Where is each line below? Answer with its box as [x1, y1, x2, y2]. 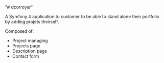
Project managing [12, 38, 48, 43]
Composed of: [5, 28, 34, 34]
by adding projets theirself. [5, 19, 59, 24]
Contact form [12, 53, 39, 59]
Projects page [12, 43, 41, 48]
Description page [12, 48, 47, 54]
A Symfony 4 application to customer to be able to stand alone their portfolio [5, 14, 160, 19]
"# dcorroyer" [5, 4, 33, 10]
